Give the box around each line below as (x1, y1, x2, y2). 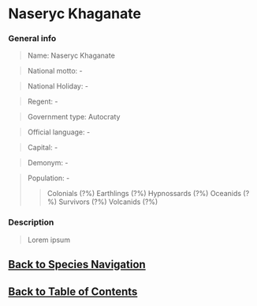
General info (8, 33, 57, 44)
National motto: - (27, 66, 83, 76)
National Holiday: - (27, 81, 89, 91)
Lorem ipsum (27, 235, 71, 244)
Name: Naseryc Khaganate (27, 51, 116, 60)
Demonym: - (27, 158, 69, 168)
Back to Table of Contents (8, 285, 138, 298)
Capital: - (27, 143, 58, 153)
